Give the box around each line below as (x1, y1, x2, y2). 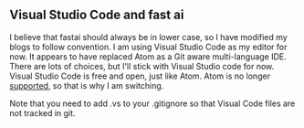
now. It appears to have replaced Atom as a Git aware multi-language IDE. (9, 50, 288, 62)
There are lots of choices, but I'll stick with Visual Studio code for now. (9, 60, 275, 71)
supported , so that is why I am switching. (9, 80, 164, 91)
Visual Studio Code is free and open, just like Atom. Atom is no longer (9, 70, 271, 81)
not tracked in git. (9, 107, 76, 118)
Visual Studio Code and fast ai (9, 7, 184, 23)
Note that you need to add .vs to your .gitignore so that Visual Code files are (9, 98, 296, 109)
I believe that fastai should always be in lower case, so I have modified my (9, 31, 288, 42)
